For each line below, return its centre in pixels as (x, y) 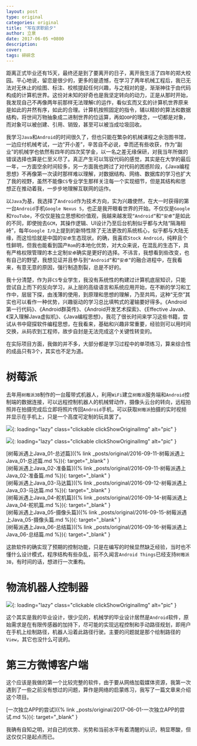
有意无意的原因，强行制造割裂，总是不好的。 (70, 267)
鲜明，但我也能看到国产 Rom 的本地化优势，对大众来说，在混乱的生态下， (97, 245)
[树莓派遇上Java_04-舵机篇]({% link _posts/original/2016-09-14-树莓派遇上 (97, 498)
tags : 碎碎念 (21, 55)
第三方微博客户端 (47, 665)
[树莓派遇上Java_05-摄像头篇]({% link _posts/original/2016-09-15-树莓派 (94, 512)
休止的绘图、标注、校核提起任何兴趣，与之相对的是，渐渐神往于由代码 (106, 87)
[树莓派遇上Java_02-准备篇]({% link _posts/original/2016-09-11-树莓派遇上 (96, 468)
